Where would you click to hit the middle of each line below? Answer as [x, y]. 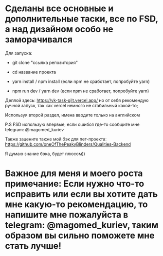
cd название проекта [34, 72]
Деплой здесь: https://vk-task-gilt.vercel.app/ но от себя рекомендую [77, 100]
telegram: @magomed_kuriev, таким [82, 225]
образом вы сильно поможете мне [80, 236]
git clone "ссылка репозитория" [45, 62]
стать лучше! [33, 246]
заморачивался [39, 40]
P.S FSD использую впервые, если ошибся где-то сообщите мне [72, 124]
